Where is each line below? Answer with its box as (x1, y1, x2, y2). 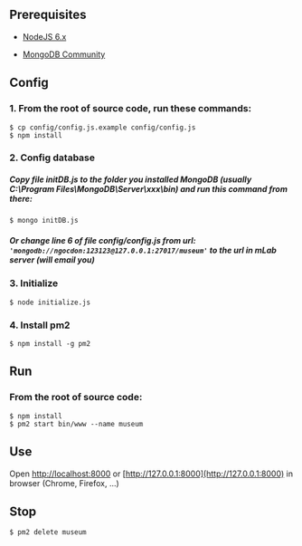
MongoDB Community (22, 49, 106, 60)
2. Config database (9, 151, 96, 164)
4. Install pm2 (9, 319, 71, 331)
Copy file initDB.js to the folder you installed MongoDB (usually (9, 174, 252, 185)
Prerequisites (9, 7, 87, 23)
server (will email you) (9, 254, 95, 265)
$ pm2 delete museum (9, 528, 88, 537)
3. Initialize (9, 277, 59, 290)
